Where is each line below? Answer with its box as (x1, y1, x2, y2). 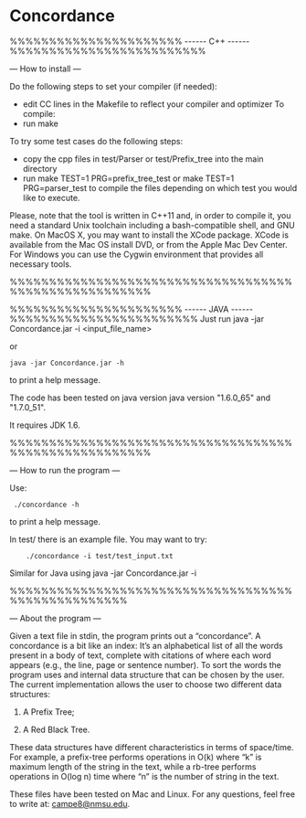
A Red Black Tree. (22, 724, 90, 735)
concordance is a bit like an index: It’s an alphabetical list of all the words (9, 640, 283, 651)
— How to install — (9, 63, 81, 74)
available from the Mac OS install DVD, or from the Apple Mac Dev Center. (9, 239, 288, 250)
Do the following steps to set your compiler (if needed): (9, 80, 217, 91)
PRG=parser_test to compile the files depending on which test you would (22, 182, 298, 193)
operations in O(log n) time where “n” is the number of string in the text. (9, 770, 280, 781)
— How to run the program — (9, 464, 121, 475)
